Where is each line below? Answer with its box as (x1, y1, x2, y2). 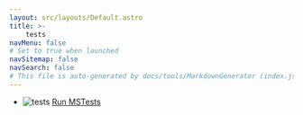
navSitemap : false (9, 55, 78, 64)
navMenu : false (9, 38, 67, 48)
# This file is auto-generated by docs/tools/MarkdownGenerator (9, 72, 256, 81)
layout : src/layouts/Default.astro (9, 13, 143, 22)
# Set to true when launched (9, 47, 119, 56)
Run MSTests (51, 96, 101, 107)
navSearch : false (9, 64, 75, 73)
